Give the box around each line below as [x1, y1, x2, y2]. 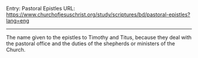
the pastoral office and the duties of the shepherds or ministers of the [6, 40, 176, 47]
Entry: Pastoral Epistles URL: [6, 5, 75, 12]
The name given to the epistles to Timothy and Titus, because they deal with [6, 34, 192, 41]
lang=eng [6, 17, 29, 24]
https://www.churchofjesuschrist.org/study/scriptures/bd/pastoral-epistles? [6, 11, 190, 18]
